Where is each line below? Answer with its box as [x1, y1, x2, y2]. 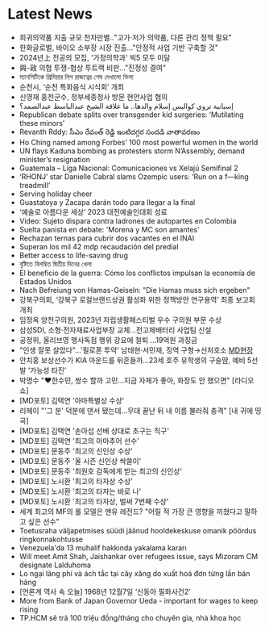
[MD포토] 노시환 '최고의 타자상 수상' [19, 476, 134, 486]
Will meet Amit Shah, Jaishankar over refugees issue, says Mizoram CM [19, 551, 259, 561]
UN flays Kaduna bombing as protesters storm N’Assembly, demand [19, 146, 245, 156]
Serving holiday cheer [19, 189, 93, 198]
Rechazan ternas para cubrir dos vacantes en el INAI [19, 233, 195, 243]
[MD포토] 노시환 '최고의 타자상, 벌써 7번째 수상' [19, 496, 169, 506]
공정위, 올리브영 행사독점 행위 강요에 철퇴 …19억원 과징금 [19, 335, 198, 345]
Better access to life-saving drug [19, 250, 128, 260]
